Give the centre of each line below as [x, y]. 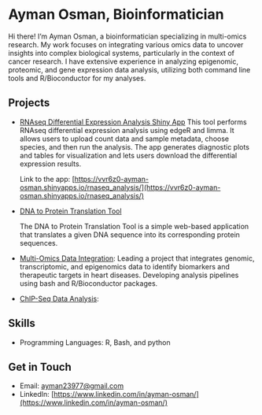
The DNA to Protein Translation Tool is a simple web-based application [134, 226]
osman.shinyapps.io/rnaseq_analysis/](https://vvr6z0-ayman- [120, 187]
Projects [29, 103]
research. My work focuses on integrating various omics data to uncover [126, 44]
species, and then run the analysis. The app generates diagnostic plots [135, 146]
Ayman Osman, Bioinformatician [116, 15]
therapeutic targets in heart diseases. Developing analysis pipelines [129, 275]
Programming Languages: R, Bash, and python [95, 342]
